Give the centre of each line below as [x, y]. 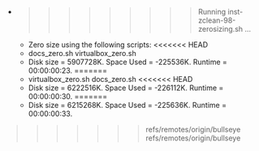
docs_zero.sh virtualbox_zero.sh [82, 53]
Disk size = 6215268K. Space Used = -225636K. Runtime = [127, 105]
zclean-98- [217, 20]
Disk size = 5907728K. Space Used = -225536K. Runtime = [127, 62]
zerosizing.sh [220, 29]
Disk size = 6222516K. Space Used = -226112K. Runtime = [126, 88]
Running [212, 12]
